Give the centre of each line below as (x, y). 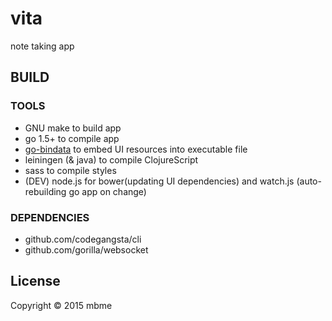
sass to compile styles (70, 170)
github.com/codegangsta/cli (83, 239)
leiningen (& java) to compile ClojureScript (111, 159)
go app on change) (107, 191)
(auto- (309, 181)
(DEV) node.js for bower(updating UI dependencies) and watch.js (159, 181)
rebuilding (45, 191)
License (35, 281)
